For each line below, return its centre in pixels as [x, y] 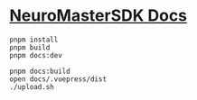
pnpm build [30, 47]
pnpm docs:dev [36, 55]
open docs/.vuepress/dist [58, 79]
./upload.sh [32, 86]
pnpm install [34, 40]
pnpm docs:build [40, 71]
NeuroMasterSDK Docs [98, 16]
